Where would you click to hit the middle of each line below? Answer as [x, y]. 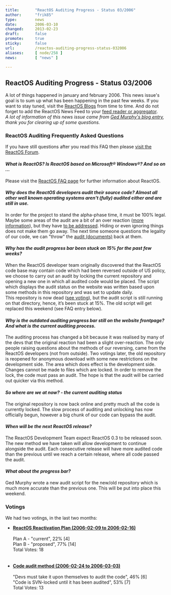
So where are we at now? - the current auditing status [64, 392]
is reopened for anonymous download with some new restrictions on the [81, 359]
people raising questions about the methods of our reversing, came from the [86, 348]
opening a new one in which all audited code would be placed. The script [82, 282]
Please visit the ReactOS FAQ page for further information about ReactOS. [83, 181]
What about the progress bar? [38, 471]
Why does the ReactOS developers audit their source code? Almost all [81, 193]
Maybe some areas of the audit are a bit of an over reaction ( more [75, 220]
